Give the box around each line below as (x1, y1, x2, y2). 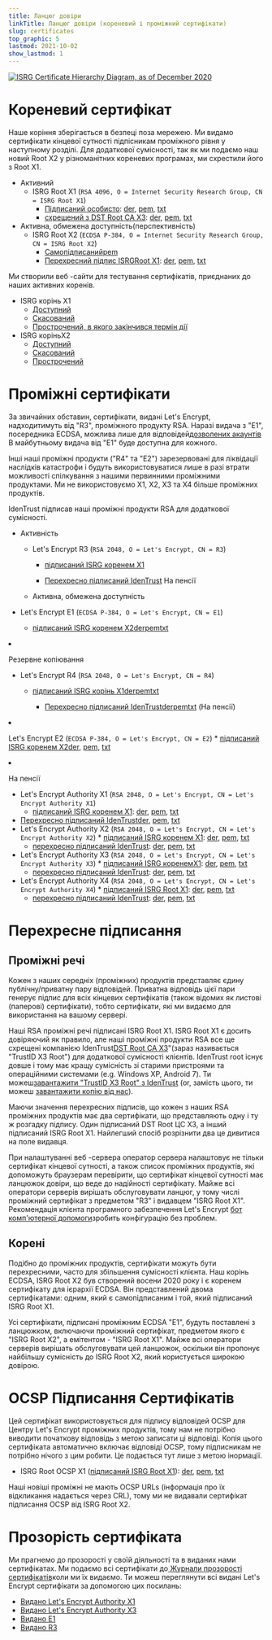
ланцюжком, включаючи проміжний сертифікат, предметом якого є (8, 1326, 245, 1336)
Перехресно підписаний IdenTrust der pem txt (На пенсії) (44, 702, 236, 711)
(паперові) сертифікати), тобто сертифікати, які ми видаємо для (8, 1001, 231, 1011)
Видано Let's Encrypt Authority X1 (19, 1596, 136, 1606)
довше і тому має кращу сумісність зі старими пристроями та (8, 1060, 225, 1070)
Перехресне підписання (8, 921, 182, 940)
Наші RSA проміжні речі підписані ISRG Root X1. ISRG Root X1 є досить (8, 1026, 252, 1035)
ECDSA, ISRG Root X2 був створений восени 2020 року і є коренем (8, 1275, 242, 1285)
